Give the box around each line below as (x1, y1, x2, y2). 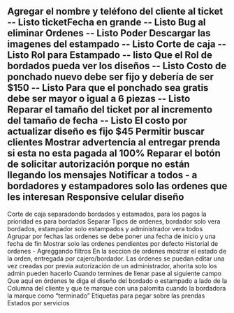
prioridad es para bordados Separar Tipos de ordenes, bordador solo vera (7, 217, 221, 226)
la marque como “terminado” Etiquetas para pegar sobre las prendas (7, 291, 205, 300)
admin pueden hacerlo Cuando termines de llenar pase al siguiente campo (7, 269, 222, 277)
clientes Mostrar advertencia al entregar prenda (7, 136, 221, 149)
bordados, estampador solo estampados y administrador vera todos (7, 224, 203, 233)
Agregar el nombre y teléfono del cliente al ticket (7, 6, 224, 17)
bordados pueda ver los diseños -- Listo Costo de (7, 60, 227, 72)
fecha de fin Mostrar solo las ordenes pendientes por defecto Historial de (7, 239, 219, 247)
